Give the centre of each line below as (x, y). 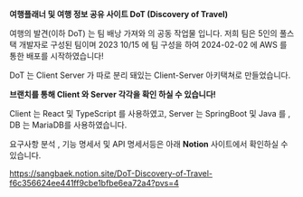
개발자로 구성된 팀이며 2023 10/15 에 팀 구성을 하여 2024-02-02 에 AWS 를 (153, 45)
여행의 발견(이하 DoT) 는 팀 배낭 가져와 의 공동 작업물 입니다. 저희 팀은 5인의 (143, 33)
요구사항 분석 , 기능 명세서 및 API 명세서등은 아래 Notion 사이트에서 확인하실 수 (149, 144)
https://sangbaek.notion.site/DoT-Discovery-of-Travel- (111, 174)
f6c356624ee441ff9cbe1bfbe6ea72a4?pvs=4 (94, 183)
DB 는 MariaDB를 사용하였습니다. (68, 125)
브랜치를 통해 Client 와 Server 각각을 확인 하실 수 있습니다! (113, 94)
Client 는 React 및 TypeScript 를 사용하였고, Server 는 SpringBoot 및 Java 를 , (150, 113)
